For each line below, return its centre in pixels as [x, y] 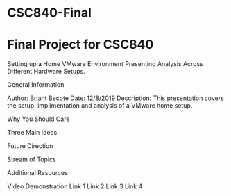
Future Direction [30, 146]
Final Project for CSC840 [80, 45]
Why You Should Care [38, 119]
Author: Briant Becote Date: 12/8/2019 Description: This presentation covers [115, 98]
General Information [36, 85]
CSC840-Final [50, 13]
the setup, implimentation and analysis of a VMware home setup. [100, 106]
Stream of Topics [32, 160]
